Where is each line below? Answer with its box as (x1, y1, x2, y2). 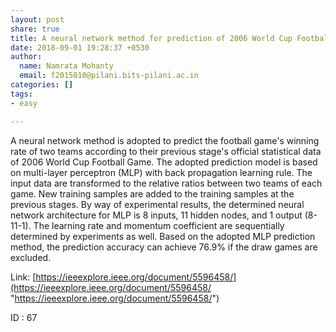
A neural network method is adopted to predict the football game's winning (10, 134, 320, 146)
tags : (10, 89, 33, 99)
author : (10, 52, 43, 62)
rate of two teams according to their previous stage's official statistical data (10, 145, 322, 157)
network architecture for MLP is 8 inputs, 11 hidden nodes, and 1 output (10, 209, 303, 221)
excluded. (10, 251, 52, 263)
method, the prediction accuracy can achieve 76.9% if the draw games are (10, 241, 318, 253)
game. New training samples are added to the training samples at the (10, 187, 295, 200)
